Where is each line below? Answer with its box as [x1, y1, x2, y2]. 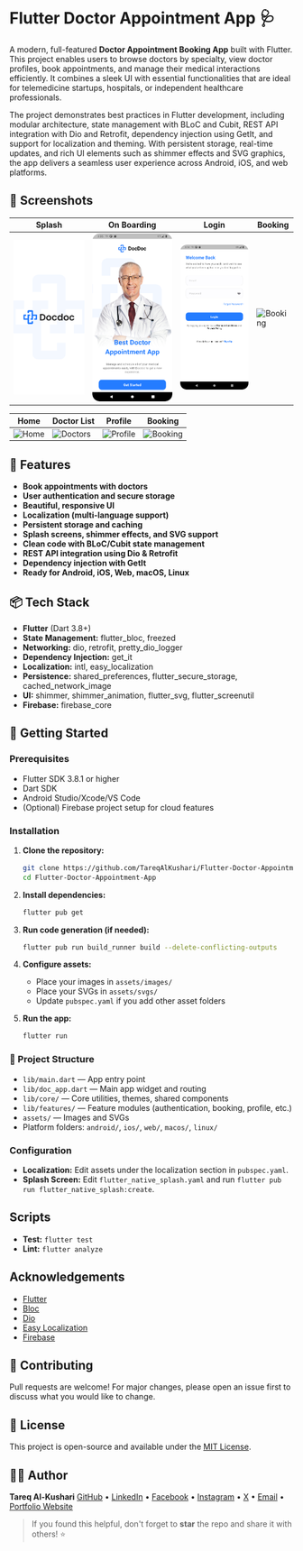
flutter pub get [22, 908, 84, 917]
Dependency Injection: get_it [22, 651, 133, 662]
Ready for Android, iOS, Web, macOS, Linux [22, 567, 189, 578]
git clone [22, 863, 60, 872]
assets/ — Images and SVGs [22, 1112, 130, 1123]
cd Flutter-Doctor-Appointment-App [22, 873, 157, 882]
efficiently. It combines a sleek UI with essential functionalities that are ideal [9, 72, 291, 83]
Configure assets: [22, 959, 92, 970]
